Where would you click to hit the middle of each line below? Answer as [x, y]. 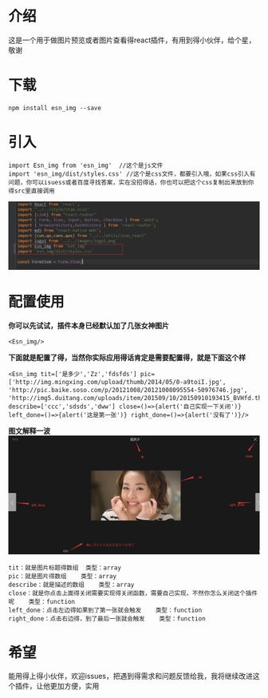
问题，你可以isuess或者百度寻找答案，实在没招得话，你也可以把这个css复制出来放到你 [131, 182]
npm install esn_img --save [55, 108]
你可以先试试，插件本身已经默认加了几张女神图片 [89, 325]
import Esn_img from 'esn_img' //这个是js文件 [86, 165]
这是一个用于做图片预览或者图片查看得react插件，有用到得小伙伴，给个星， [132, 40]
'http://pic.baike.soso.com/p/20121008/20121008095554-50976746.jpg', [128, 390]
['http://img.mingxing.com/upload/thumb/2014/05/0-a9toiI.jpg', [117, 382]
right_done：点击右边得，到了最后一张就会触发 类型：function [107, 619]
